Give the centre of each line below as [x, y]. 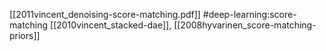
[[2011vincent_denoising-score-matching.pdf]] [105, 14]
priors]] [25, 35]
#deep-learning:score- [249, 14]
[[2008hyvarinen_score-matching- [245, 25]
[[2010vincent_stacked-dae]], [111, 25]
